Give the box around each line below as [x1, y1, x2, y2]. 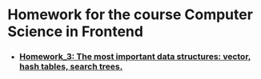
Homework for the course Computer [7, 6, 254, 24]
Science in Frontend [7, 22, 143, 41]
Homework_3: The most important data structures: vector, [18, 51, 251, 62]
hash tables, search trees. [18, 61, 123, 73]
